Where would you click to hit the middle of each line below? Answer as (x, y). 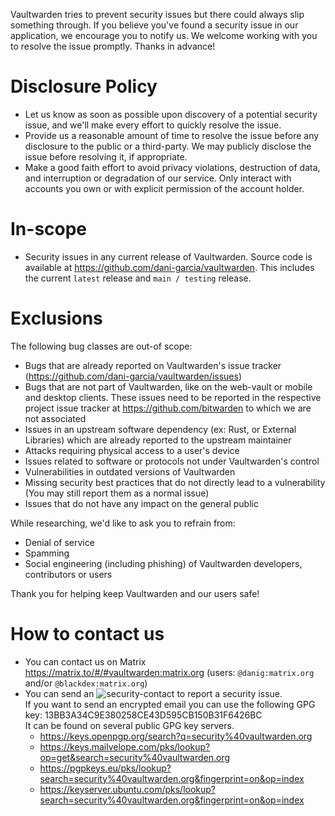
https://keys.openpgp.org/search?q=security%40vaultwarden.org (176, 736)
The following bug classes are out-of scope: (101, 346)
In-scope (49, 229)
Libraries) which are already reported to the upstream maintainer (158, 440)
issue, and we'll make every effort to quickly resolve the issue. (153, 125)
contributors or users (68, 574)
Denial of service (59, 542)
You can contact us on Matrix (85, 661)
